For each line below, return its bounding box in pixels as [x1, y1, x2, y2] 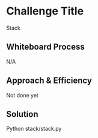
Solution [6, 109, 38, 119]
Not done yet [6, 91, 39, 99]
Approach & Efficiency [6, 76, 92, 86]
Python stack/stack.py [6, 125, 62, 133]
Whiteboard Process [6, 42, 85, 52]
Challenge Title [6, 4, 84, 18]
